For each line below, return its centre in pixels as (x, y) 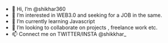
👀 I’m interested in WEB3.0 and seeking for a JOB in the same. (87, 15)
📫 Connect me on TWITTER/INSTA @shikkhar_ (69, 34)
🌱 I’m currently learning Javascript (53, 21)
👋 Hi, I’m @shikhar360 (38, 9)
